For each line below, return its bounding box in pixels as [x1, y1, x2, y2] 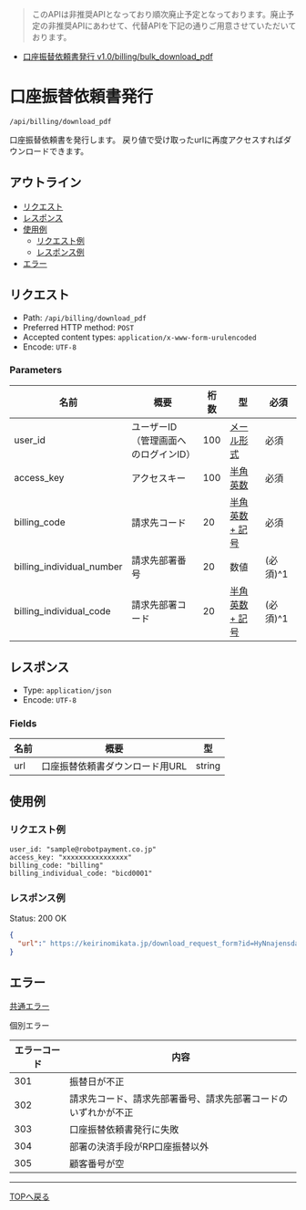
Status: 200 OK [9, 913, 66, 923]
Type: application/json [22, 684, 112, 695]
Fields [9, 716, 37, 729]
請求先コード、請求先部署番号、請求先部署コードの [69, 1092, 289, 1105]
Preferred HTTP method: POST [22, 321, 135, 332]
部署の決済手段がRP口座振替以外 [69, 1141, 209, 1153]
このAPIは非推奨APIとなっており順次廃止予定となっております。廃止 [31, 9, 287, 19]
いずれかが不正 [69, 1106, 134, 1119]
